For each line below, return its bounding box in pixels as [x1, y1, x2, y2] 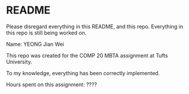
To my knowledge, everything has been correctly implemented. [6, 69, 160, 76]
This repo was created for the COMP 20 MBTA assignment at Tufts [6, 52, 168, 59]
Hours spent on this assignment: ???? [6, 80, 97, 88]
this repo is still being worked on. [6, 29, 87, 36]
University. [6, 58, 32, 65]
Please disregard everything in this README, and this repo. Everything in [6, 23, 183, 30]
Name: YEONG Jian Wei [6, 41, 64, 48]
